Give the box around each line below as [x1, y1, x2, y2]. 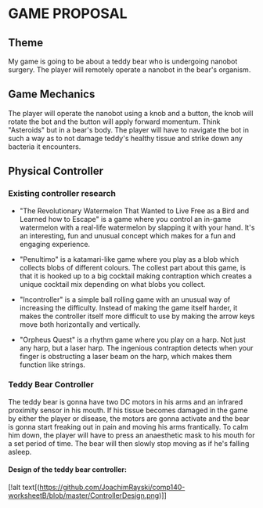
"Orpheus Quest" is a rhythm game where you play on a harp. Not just [19, 335, 247, 344]
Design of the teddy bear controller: [8, 465, 128, 474]
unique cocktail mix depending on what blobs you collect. [19, 279, 206, 288]
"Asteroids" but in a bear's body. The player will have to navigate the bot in [8, 125, 249, 134]
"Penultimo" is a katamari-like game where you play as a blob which [19, 254, 240, 263]
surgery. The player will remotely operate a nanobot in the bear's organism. [8, 65, 251, 74]
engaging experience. [19, 239, 91, 249]
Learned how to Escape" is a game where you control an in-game [19, 214, 232, 223]
